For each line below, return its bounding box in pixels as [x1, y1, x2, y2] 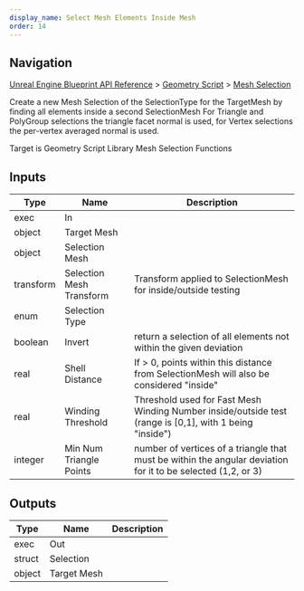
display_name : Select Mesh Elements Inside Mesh [9, 13, 196, 23]
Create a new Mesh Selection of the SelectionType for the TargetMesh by [9, 97, 283, 108]
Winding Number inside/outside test [134, 405, 288, 417]
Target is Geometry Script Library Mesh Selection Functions [9, 143, 233, 154]
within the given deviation [134, 341, 243, 354]
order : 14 [9, 22, 47, 31]
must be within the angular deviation [134, 453, 289, 466]
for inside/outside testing [134, 284, 241, 297]
